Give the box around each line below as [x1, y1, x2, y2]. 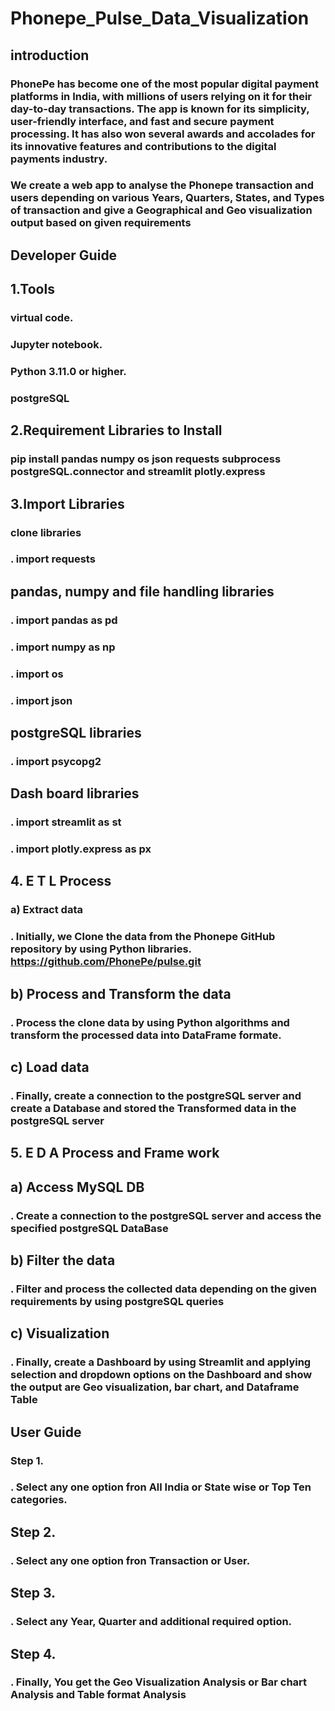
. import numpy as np [10, 640, 116, 654]
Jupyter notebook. [10, 338, 103, 352]
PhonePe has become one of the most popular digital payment [10, 77, 319, 91]
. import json [10, 693, 73, 707]
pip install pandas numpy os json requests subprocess [10, 452, 282, 466]
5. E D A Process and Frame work [10, 1145, 220, 1162]
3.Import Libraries [10, 495, 125, 512]
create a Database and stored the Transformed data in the [10, 1101, 297, 1115]
